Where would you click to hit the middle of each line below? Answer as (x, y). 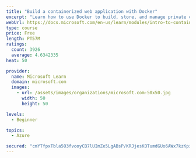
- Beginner (24, 120)
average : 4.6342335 (35, 55)
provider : (18, 71)
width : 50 (33, 98)
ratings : (17, 44)
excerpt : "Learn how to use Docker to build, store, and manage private (96, 17)
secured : (17, 146)
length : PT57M (23, 39)
